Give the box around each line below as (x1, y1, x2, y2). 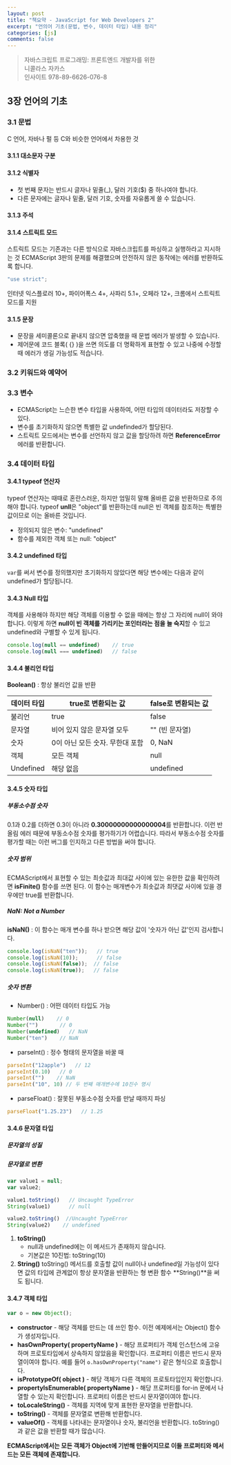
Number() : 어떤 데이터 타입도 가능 (17, 1001, 111, 1010)
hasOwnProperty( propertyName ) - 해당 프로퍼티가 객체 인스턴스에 (17, 1341, 208, 1349)
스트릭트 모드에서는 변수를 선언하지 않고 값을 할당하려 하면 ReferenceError (17, 431, 221, 439)
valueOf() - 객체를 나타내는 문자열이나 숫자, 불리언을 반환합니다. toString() (17, 1418, 220, 1427)
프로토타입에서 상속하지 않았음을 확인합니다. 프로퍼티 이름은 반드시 (30, 1349, 209, 1358)
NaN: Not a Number (7, 907, 65, 916)
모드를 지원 (7, 298, 37, 306)
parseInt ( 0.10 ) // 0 (7, 1068, 72, 1075)
